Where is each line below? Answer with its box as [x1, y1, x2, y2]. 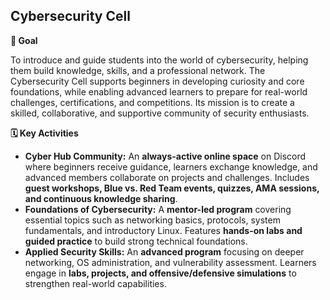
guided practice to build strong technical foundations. [24, 235, 248, 247]
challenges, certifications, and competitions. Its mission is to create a [10, 96, 295, 108]
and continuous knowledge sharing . [24, 192, 178, 204]
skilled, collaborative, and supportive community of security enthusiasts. [10, 107, 310, 119]
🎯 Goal [10, 34, 38, 46]
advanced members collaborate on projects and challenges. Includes [24, 171, 310, 183]
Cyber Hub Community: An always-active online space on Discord [24, 150, 307, 162]
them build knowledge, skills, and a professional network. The [10, 64, 266, 76]
